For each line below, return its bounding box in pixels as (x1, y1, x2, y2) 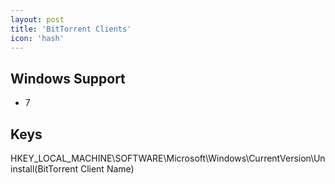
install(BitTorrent (10, 163, 78, 175)
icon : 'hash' (10, 33, 65, 43)
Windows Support (10, 70, 126, 87)
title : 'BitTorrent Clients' (10, 24, 132, 34)
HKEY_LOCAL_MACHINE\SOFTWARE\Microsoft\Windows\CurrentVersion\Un (10, 152, 326, 164)
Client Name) (79, 163, 135, 175)
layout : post (10, 14, 65, 25)
